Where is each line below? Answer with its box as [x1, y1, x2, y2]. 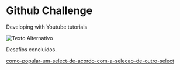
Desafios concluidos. [6, 45, 57, 53]
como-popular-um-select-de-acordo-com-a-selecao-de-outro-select [6, 57, 174, 64]
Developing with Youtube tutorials [6, 23, 88, 30]
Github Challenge [6, 4, 93, 17]
